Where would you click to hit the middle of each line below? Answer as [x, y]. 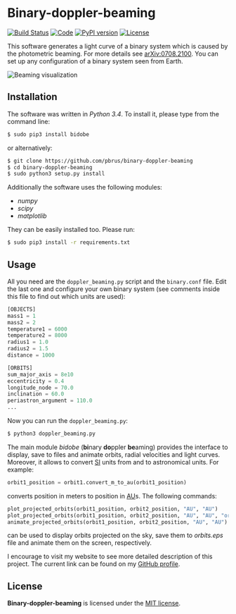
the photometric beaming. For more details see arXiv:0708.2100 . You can [113, 54]
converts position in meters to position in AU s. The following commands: [112, 496]
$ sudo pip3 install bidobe [48, 134]
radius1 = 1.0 [28, 342]
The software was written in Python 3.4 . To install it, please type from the [113, 113]
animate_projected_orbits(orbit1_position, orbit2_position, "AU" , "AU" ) [118, 522]
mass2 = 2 [22, 322]
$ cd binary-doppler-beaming [50, 167]
